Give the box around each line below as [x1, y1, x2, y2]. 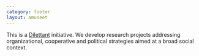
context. [6, 43, 28, 51]
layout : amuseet [6, 14, 48, 20]
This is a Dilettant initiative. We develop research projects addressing [6, 31, 181, 38]
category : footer [6, 8, 51, 15]
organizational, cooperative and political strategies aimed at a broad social [6, 37, 194, 45]
